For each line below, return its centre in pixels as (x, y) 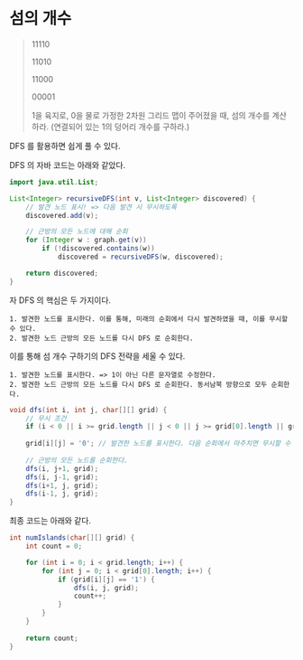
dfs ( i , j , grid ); (106, 588)
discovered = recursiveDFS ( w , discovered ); (140, 257)
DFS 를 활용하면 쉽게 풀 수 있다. (65, 146)
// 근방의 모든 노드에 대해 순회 (77, 231)
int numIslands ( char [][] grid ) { (72, 538)
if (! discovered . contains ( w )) (98, 249)
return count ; (52, 638)
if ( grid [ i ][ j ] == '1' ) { (106, 580)
